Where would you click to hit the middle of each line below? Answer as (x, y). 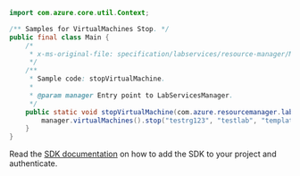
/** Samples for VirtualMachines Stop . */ (89, 29)
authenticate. (33, 163)
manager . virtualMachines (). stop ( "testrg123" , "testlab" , (149, 121)
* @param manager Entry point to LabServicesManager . (131, 95)
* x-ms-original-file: (71, 54)
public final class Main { (59, 37)
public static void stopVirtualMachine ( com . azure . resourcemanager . (153, 112)
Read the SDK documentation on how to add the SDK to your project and (143, 154)
